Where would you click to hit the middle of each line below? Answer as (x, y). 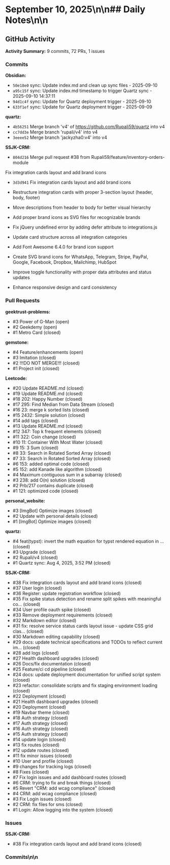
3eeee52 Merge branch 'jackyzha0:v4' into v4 (60, 137)
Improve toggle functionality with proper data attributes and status (82, 272)
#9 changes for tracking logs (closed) (52, 766)
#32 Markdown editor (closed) (44, 620)
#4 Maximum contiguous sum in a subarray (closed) (67, 475)
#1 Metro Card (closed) (37, 332)
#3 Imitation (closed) (34, 357)
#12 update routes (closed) (41, 750)
